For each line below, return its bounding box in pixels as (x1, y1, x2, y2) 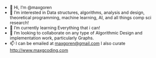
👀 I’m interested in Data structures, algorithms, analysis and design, (9, 10, 145, 15)
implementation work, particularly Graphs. (9, 35, 94, 41)
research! (9, 20, 29, 25)
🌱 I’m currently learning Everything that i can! (9, 25, 101, 31)
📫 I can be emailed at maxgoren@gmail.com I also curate (9, 41, 125, 46)
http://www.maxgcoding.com (9, 47, 69, 53)
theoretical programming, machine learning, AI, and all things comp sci (9, 15, 152, 20)
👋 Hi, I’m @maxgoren (9, 5, 52, 10)
